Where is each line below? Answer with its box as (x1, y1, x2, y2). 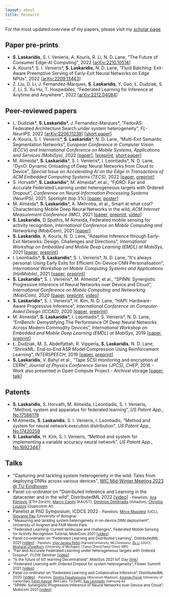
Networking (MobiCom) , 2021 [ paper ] (12, 228, 91, 234)
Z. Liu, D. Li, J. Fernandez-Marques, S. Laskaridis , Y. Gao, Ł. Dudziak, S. (12, 81, 163, 87)
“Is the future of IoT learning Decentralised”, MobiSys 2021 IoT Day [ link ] (12, 557, 138, 562)
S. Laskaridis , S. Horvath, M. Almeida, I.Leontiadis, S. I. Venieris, (12, 401, 147, 407)
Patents (5, 388, 30, 396)
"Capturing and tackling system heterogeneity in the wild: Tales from (12, 472, 155, 478)
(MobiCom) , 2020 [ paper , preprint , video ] (12, 292, 99, 298)
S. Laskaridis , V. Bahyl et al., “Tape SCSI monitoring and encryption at (12, 357, 158, 363)
